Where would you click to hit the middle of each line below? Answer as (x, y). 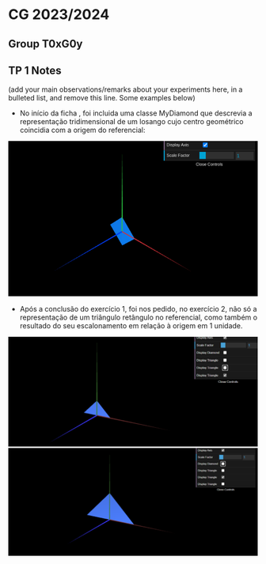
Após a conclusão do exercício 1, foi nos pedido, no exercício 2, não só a (138, 308)
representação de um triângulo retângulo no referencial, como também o (139, 317)
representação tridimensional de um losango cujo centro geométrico (131, 122)
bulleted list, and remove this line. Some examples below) (102, 98)
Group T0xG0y (46, 44)
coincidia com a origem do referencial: (82, 130)
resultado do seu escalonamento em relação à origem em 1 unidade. (131, 325)
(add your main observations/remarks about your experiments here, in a (125, 89)
